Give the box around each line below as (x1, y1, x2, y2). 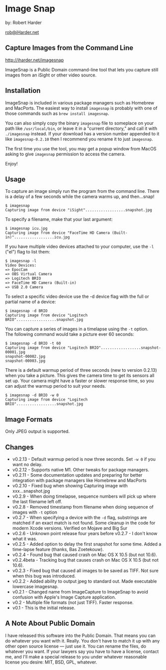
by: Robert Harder (5, 19, 42, 25)
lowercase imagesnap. (12, 584, 59, 590)
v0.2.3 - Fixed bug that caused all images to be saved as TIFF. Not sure (12, 568, 159, 574)
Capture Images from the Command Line (5, 43, 134, 52)
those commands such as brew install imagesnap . (5, 110, 109, 116)
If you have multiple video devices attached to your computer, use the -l (5, 243, 154, 250)
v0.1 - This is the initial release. (12, 605, 76, 611)
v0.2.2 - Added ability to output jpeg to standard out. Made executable (12, 578, 157, 584)
